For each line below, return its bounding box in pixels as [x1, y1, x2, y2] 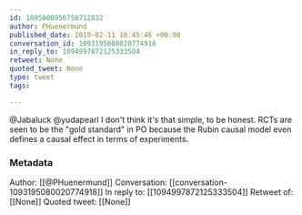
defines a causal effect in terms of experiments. [9, 133, 189, 144]
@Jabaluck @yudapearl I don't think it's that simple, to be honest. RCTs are [9, 114, 293, 125]
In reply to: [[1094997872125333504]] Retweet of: [105, 186, 294, 197]
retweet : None [9, 56, 64, 65]
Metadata [9, 156, 53, 169]
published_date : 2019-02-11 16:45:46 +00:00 [9, 30, 181, 39]
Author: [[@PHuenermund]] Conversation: [9, 177, 168, 188]
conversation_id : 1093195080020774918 [9, 38, 156, 48]
